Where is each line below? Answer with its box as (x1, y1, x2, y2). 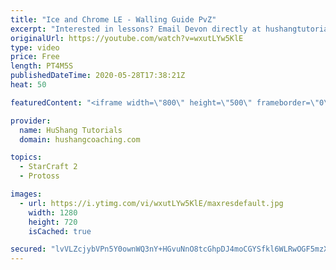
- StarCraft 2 (19, 162, 78, 172)
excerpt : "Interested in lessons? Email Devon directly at (10, 24, 262, 34)
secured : (10, 244, 47, 255)
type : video (10, 42, 60, 53)
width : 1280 (28, 207, 78, 218)
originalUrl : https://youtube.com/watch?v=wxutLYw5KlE (10, 33, 244, 43)
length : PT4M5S (10, 61, 74, 71)
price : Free (10, 52, 60, 62)
